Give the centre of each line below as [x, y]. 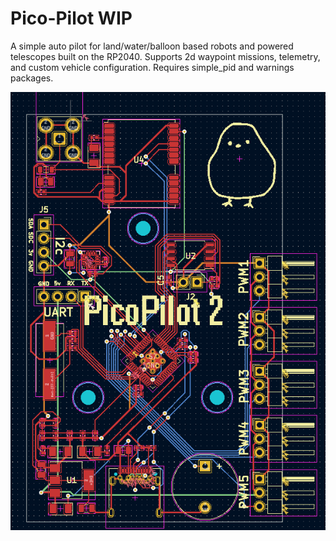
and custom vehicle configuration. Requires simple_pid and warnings [152, 67]
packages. [32, 78]
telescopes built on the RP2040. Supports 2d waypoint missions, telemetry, [165, 56]
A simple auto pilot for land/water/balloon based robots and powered [152, 46]
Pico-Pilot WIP [71, 18]
